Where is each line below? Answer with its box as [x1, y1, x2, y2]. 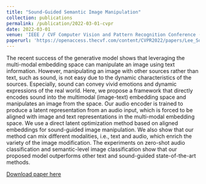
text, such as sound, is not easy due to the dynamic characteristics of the [6, 74, 192, 81]
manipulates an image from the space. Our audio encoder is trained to [6, 100, 183, 107]
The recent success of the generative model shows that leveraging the [6, 55, 185, 61]
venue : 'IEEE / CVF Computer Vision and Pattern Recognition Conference [6, 32, 196, 38]
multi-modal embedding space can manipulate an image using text [6, 61, 175, 68]
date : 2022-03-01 [6, 26, 51, 33]
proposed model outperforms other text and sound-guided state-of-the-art [6, 152, 196, 159]
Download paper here [6, 171, 61, 178]
